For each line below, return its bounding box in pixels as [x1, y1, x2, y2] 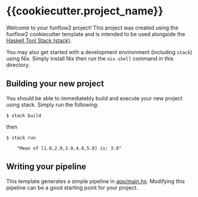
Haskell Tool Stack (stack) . [6, 37, 72, 44]
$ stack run [6, 135, 36, 141]
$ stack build [6, 112, 42, 118]
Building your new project [6, 79, 104, 89]
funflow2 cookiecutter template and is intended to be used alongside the [6, 30, 185, 37]
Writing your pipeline [6, 162, 87, 172]
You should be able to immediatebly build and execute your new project [6, 94, 183, 102]
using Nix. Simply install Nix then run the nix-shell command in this [6, 55, 173, 62]
